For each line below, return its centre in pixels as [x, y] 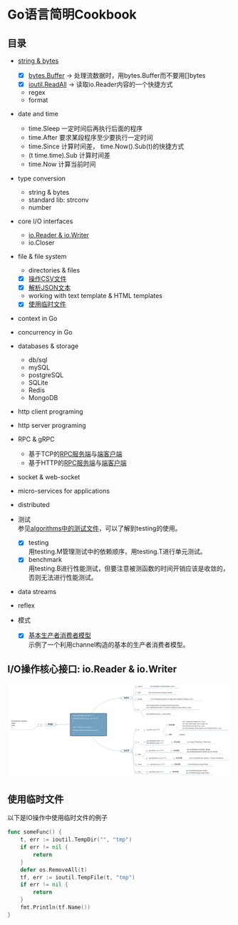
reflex [26, 605]
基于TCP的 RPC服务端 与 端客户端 [75, 454]
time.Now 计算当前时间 [62, 164]
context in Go [37, 319]
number [40, 208]
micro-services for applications [64, 491]
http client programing [50, 412]
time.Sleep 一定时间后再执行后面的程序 [86, 128]
